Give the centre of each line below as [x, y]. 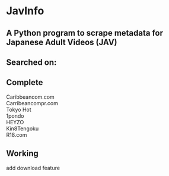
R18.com [17, 134]
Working [22, 154]
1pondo [15, 116]
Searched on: [31, 62]
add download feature [33, 168]
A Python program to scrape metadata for [85, 33]
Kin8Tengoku [23, 128]
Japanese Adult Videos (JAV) [62, 42]
